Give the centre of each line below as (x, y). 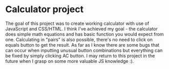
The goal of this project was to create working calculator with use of (77, 23)
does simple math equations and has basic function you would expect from (84, 34)
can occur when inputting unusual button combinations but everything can (84, 50)
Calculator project (45, 9)
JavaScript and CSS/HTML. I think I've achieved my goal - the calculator (81, 28)
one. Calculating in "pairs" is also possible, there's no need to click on (79, 40)
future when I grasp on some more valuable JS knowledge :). (70, 61)
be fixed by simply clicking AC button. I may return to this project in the (80, 56)
